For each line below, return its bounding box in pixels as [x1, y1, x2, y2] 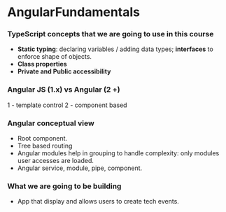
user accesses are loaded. [17, 157, 94, 165]
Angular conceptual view [7, 118, 94, 128]
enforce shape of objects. [17, 52, 92, 61]
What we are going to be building [7, 181, 122, 191]
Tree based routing [17, 141, 73, 150]
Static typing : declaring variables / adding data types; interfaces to [17, 45, 213, 53]
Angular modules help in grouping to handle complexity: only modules [17, 149, 220, 157]
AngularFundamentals [7, 4, 140, 20]
